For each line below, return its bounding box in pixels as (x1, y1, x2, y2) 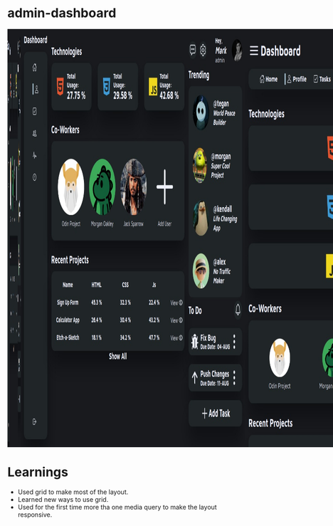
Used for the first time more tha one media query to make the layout (17, 503, 217, 511)
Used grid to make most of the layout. (17, 488, 129, 496)
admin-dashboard (7, 5, 117, 21)
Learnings (7, 464, 69, 480)
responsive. (17, 510, 53, 519)
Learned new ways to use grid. (17, 495, 109, 503)
